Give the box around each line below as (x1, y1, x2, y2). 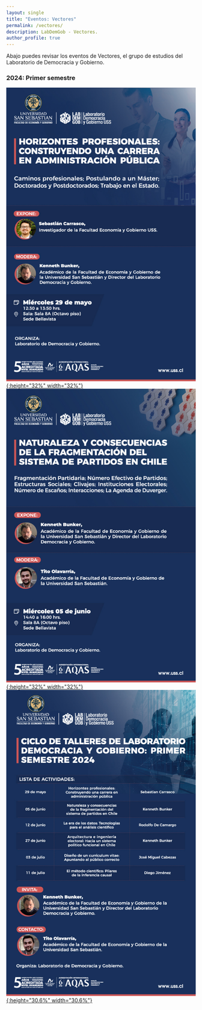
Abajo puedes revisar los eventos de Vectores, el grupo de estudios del (6, 52, 183, 60)
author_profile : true (6, 35, 61, 42)
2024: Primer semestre (6, 74, 76, 82)
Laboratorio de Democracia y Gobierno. (6, 59, 105, 66)
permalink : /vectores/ (6, 22, 63, 28)
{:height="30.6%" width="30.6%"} (6, 996, 93, 1004)
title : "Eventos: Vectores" (6, 16, 77, 22)
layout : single (6, 10, 44, 16)
